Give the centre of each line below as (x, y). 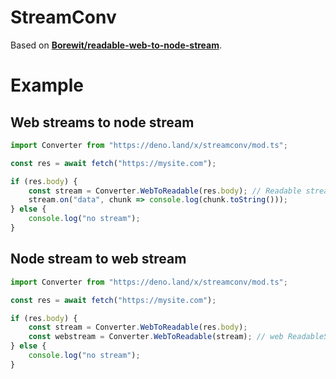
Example (47, 85)
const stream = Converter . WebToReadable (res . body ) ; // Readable (165, 191)
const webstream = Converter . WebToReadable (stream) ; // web (156, 337)
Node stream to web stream (98, 259)
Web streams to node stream (102, 122)
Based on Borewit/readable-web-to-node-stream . (116, 45)
